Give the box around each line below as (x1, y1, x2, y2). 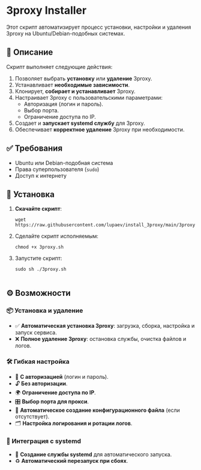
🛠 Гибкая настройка (6, 357, 70, 366)
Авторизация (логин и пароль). (23, 100, 104, 107)
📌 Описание (6, 47, 53, 58)
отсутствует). (14, 413, 50, 420)
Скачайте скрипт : (14, 205, 62, 212)
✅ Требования (6, 143, 63, 154)
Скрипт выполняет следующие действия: (6, 63, 113, 70)
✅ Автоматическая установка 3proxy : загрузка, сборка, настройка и (14, 322, 195, 330)
